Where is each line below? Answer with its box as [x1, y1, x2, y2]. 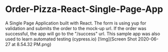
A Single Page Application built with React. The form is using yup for [5, 20, 146, 26]
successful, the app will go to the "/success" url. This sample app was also [5, 30, 160, 36]
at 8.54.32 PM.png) [12, 41, 52, 47]
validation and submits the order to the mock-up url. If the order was [5, 25, 146, 31]
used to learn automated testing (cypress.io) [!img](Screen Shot [5, 36, 137, 42]
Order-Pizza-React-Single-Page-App [5, 3, 163, 15]
